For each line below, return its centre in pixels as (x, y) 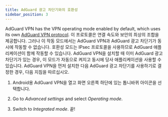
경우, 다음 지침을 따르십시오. (42, 72)
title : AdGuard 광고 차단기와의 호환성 (42, 10)
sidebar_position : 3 (27, 14)
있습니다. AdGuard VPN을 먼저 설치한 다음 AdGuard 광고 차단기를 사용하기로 (81, 66)
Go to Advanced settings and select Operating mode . (67, 99)
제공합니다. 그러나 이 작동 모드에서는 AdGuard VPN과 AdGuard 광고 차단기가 (81, 41)
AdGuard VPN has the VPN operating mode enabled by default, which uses (83, 28)
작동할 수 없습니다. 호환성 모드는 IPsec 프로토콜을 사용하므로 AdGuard (83, 47)
